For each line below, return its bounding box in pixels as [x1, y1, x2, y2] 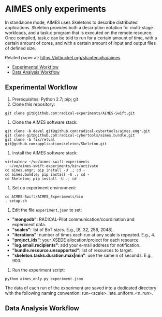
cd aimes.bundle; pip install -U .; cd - [5, 172, 90, 177]
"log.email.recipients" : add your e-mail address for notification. [12, 242, 141, 248]
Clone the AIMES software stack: [12, 119, 78, 125]
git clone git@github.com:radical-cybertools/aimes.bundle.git [5, 133, 135, 138]
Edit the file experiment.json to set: [12, 207, 82, 213]
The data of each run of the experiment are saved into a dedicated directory [5, 285, 157, 291]
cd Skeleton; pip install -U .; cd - [5, 176, 81, 181]
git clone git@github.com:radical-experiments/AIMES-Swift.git [5, 111, 135, 116]
